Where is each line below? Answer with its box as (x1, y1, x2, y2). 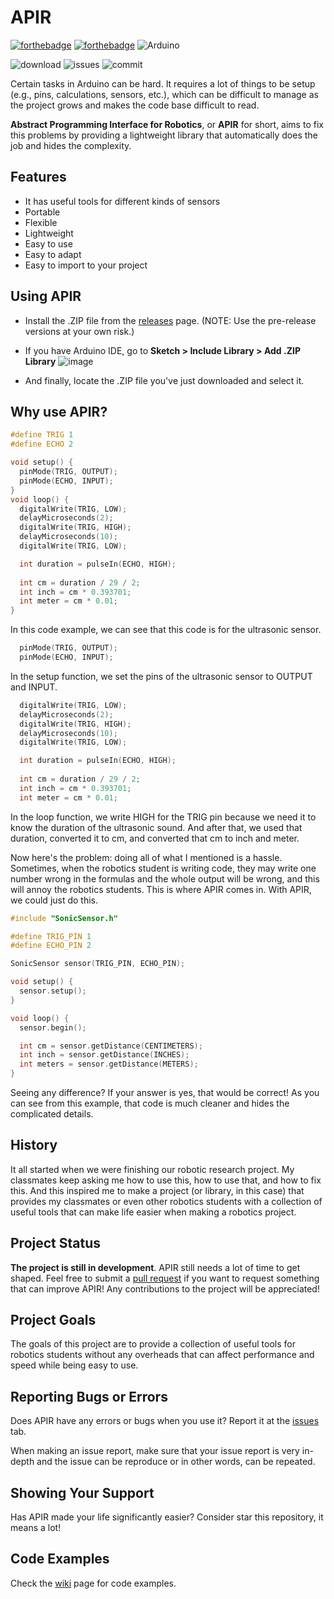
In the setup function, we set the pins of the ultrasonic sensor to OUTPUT (10, 670, 313, 682)
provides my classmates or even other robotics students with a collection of (10, 1195, 323, 1207)
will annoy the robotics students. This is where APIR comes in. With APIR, (10, 883, 312, 895)
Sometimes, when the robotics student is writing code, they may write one (10, 862, 317, 874)
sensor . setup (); (19, 986, 87, 996)
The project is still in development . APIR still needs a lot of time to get (10, 1261, 301, 1273)
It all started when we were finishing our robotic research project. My (10, 1163, 295, 1175)
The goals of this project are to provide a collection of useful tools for (10, 1338, 296, 1350)
